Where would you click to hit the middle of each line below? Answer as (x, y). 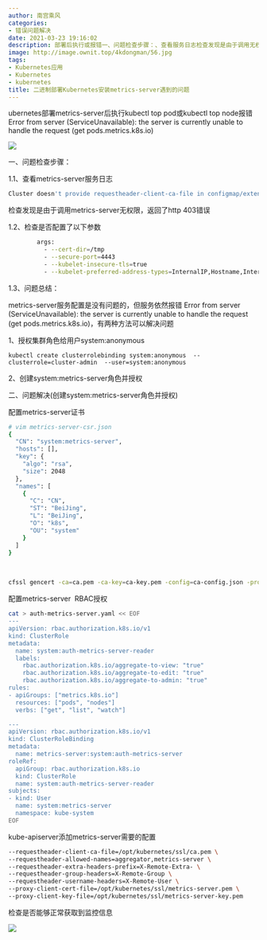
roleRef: (23, 761)
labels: (28, 658)
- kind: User (30, 798)
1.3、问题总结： (34, 288)
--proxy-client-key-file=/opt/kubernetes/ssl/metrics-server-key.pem (126, 896)
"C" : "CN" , (47, 501)
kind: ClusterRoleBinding (51, 739)
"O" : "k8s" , (49, 523)
